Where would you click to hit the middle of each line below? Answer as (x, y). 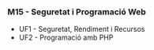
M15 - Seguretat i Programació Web (77, 12)
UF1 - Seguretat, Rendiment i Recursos (82, 29)
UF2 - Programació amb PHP (66, 37)
